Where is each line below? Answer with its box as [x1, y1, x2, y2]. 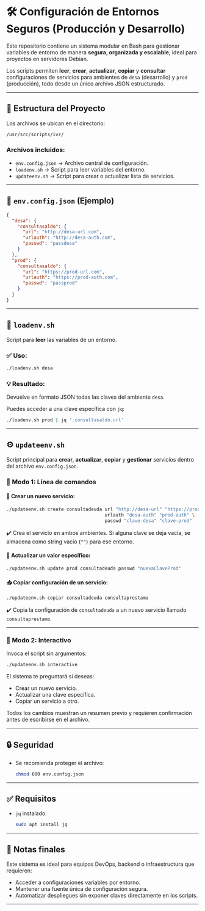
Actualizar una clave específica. [15, 691, 96, 698]
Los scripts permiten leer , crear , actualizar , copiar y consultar [6, 67, 166, 74]
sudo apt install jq [15, 822, 68, 828]
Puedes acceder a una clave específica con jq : [6, 405, 125, 413]
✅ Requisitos [6, 793, 57, 804]
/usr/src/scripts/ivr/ [6, 131, 64, 137]
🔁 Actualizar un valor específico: [6, 552, 91, 559]
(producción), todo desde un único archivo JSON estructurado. [6, 80, 165, 87]
